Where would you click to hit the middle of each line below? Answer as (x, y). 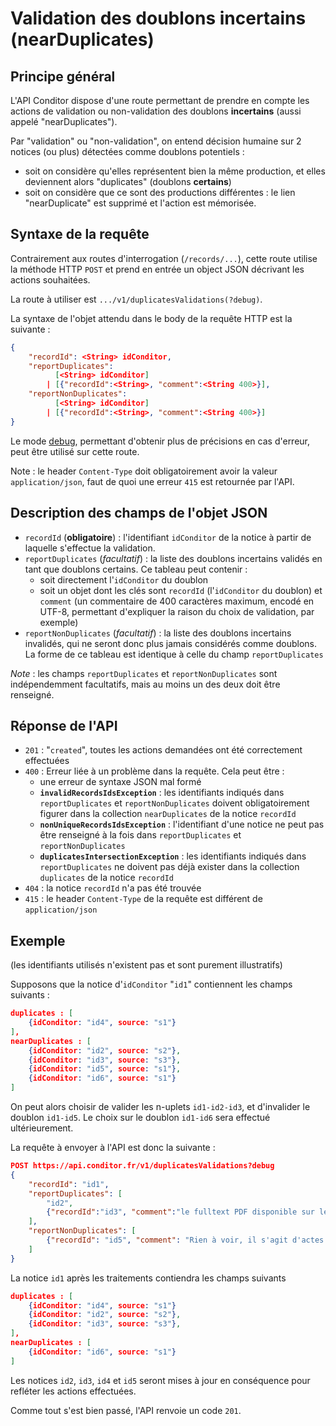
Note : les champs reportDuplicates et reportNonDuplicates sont (144, 673)
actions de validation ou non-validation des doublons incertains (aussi (156, 111)
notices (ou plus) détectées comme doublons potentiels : (127, 151)
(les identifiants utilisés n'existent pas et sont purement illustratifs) (146, 965)
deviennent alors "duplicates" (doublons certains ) (128, 181)
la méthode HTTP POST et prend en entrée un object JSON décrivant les (157, 269)
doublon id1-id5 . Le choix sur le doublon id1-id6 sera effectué (140, 1117)
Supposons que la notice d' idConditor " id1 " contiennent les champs (151, 984)
